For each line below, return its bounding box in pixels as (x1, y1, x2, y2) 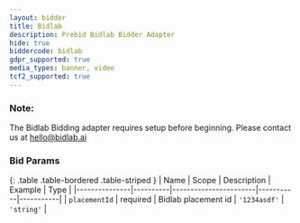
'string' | (9, 204, 47, 215)
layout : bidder (9, 13, 67, 23)
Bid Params (9, 154, 60, 167)
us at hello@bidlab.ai (9, 132, 87, 143)
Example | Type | (9, 184, 72, 195)
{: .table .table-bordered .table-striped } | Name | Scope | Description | (9, 175, 271, 186)
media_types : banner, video (9, 64, 115, 73)
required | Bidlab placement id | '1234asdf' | (120, 194, 285, 205)
